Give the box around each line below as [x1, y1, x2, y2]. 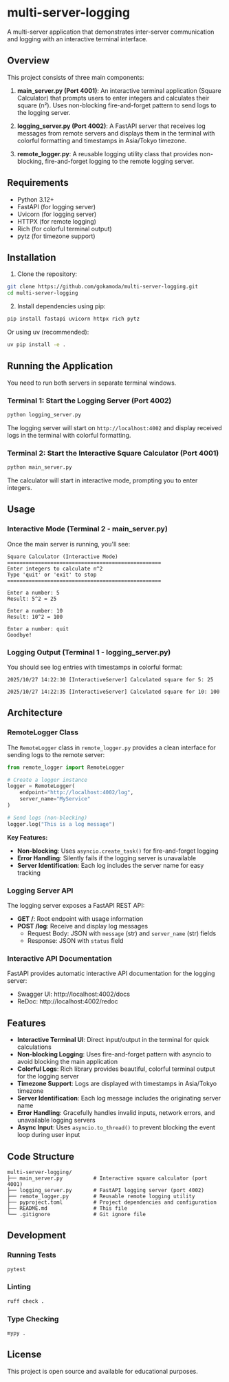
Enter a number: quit [7, 625, 69, 632]
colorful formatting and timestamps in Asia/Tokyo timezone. [17, 136, 187, 145]
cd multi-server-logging [7, 290, 78, 297]
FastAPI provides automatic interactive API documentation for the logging [7, 969, 215, 978]
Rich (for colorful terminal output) [17, 224, 112, 233]
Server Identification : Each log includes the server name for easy [17, 861, 204, 869]
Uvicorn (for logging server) [17, 210, 97, 218]
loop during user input [17, 1131, 80, 1139]
